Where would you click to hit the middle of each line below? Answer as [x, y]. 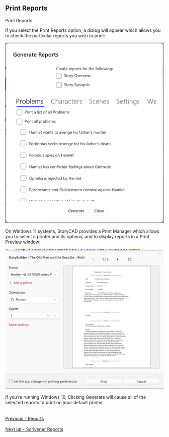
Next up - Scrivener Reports [34, 429]
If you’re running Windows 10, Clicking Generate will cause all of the [76, 397]
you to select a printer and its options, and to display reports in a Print [77, 237]
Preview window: [23, 242]
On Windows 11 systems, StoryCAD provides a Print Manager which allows [82, 231]
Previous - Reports [25, 419]
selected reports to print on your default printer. [55, 403]
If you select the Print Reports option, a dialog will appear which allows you [83, 30]
